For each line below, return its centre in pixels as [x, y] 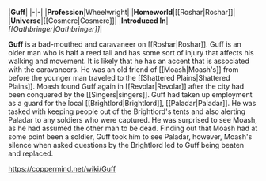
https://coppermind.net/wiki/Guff [62, 169]
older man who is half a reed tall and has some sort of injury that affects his [131, 53]
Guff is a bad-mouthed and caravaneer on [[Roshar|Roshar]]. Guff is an [125, 44]
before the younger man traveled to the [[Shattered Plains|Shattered [120, 78]
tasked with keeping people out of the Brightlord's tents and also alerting [127, 111]
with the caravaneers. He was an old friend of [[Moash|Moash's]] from [123, 70]
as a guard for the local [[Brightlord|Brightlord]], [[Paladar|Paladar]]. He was [132, 103]
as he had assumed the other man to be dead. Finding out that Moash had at [133, 128]
